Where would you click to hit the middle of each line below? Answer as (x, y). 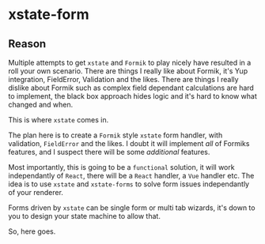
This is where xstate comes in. (59, 120)
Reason (27, 44)
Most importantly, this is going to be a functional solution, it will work (121, 167)
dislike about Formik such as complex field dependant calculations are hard (131, 88)
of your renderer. (36, 192)
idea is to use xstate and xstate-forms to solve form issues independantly (129, 184)
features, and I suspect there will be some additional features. (109, 152)
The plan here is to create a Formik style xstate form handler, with (115, 135)
